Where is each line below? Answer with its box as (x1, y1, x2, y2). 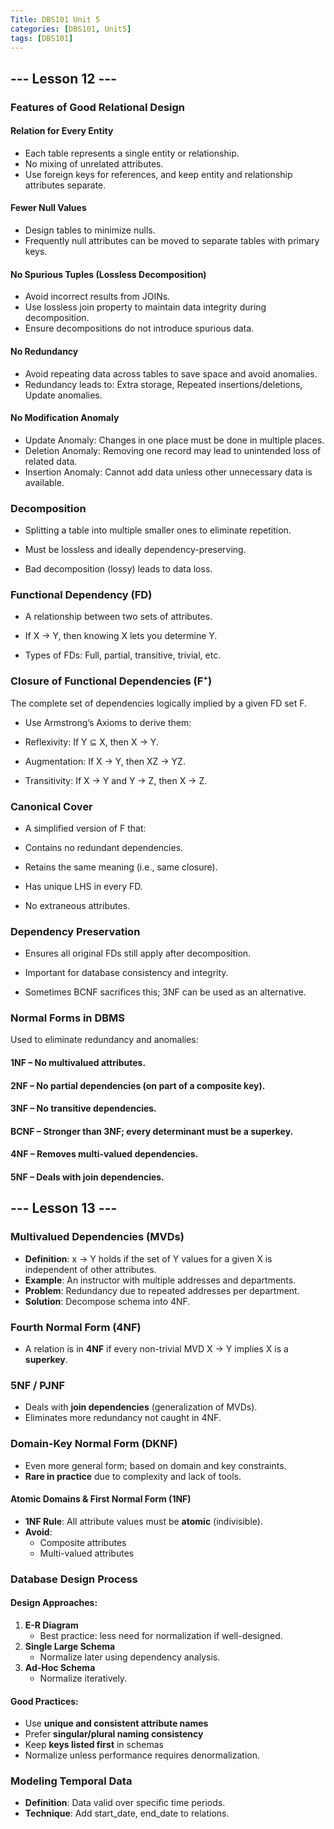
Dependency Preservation (10, 924, 141, 938)
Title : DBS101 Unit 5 (10, 14, 101, 25)
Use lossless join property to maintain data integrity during (24, 301, 267, 313)
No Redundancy (10, 345, 79, 357)
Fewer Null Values (10, 202, 87, 214)
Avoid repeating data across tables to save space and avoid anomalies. (24, 367, 318, 380)
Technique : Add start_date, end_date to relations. (24, 1807, 230, 1820)
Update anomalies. (24, 389, 103, 401)
